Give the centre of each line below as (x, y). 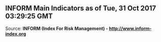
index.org (16, 34)
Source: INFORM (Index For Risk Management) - (57, 28)
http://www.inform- (130, 28)
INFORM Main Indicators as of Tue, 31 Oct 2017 (81, 8)
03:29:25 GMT (29, 16)
